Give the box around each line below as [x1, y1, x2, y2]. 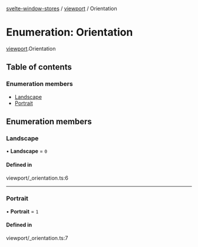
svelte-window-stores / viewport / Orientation [6, 5, 117, 12]
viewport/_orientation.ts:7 [6, 235, 68, 242]
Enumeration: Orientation [6, 26, 133, 39]
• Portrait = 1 [6, 208, 39, 215]
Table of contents [6, 62, 72, 73]
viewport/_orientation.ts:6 [6, 174, 69, 182]
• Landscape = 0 [6, 147, 48, 155]
